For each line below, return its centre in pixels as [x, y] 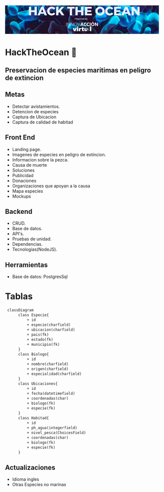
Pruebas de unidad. [32, 239]
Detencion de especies [35, 111]
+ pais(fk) [38, 335]
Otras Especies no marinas [39, 485]
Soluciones [23, 170]
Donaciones [24, 181]
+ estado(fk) [40, 340]
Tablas [19, 297]
